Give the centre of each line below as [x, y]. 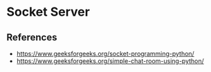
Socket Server [48, 12]
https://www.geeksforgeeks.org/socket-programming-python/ [105, 53]
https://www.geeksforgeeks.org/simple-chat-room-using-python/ [110, 61]
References [32, 37]
